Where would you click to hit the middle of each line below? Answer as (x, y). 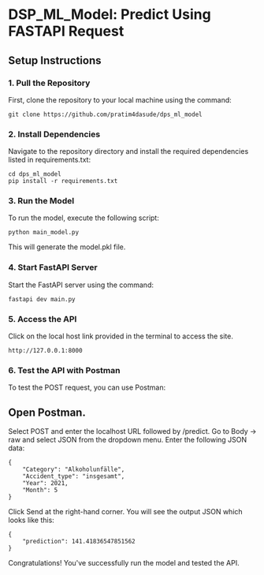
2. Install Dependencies (54, 134)
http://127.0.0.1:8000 (45, 351)
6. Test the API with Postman (64, 370)
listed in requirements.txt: (50, 160)
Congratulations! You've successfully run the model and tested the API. (124, 563)
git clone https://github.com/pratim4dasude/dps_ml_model (105, 114)
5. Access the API (43, 319)
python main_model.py (44, 233)
